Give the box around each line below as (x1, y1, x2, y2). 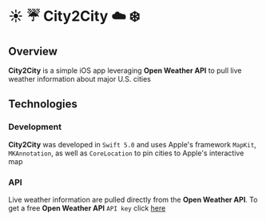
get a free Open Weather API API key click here (8, 203, 166, 213)
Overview (8, 44, 58, 58)
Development (8, 122, 62, 133)
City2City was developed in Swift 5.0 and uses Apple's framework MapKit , (8, 139, 257, 149)
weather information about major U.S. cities (8, 74, 152, 83)
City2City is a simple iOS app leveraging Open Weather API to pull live (8, 66, 242, 75)
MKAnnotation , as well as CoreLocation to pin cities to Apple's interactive (8, 148, 244, 158)
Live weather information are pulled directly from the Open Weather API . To (8, 195, 258, 204)
